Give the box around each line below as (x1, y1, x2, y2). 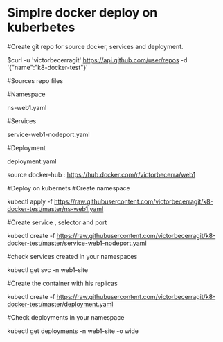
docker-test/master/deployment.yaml (7, 300, 114, 308)
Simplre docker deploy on (7, 5, 158, 21)
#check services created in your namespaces (7, 252, 138, 260)
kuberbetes (7, 19, 75, 35)
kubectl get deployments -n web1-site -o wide (7, 327, 139, 335)
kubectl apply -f (7, 197, 53, 206)
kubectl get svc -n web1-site (7, 265, 89, 274)
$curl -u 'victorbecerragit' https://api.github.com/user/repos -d (7, 55, 188, 64)
